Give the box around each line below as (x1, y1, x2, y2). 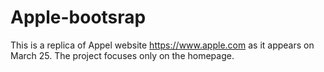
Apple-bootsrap (10, 6, 147, 29)
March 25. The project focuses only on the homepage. (10, 49, 235, 61)
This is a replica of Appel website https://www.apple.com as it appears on (10, 39, 315, 51)
